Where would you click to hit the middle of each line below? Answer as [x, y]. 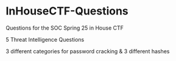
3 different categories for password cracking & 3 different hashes [88, 51]
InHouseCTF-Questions [67, 11]
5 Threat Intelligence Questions [45, 39]
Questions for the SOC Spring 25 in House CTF [65, 28]
